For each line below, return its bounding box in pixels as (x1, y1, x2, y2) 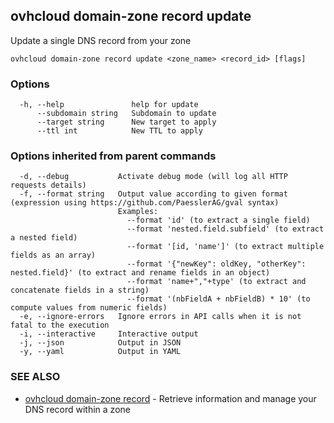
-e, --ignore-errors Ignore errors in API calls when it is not (19, 312, 302, 322)
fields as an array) (10, 250, 97, 261)
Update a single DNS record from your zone (10, 34, 192, 46)
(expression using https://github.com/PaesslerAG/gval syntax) (10, 198, 280, 208)
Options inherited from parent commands (10, 149, 217, 163)
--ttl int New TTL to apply (36, 126, 203, 136)
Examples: (117, 207, 159, 217)
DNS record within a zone (24, 403, 131, 415)
